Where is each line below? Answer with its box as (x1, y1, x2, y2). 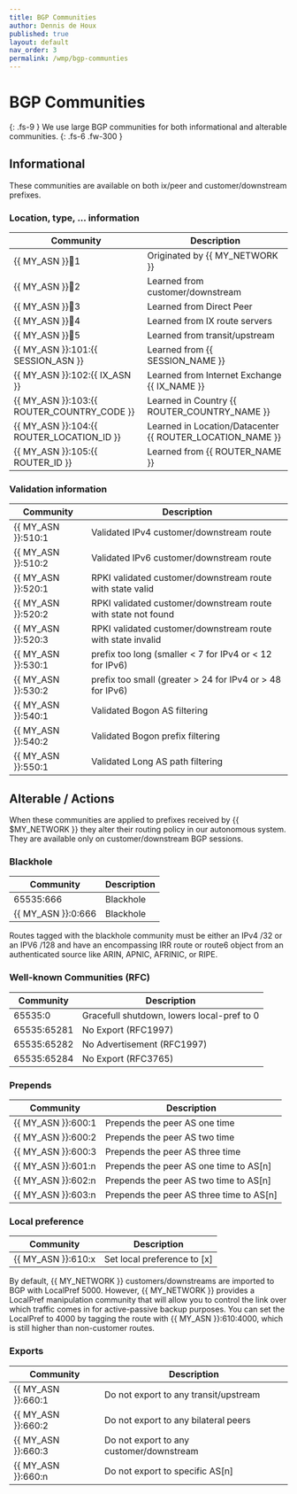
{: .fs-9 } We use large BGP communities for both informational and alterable (9, 121, 287, 132)
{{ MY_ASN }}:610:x (13, 1253, 96, 1266)
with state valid (91, 583, 155, 595)
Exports (9, 1345, 44, 1358)
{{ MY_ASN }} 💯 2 (13, 281, 81, 293)
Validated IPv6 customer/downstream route (91, 552, 272, 564)
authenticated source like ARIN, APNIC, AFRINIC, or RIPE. (9, 949, 218, 960)
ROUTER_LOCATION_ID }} (13, 431, 121, 444)
